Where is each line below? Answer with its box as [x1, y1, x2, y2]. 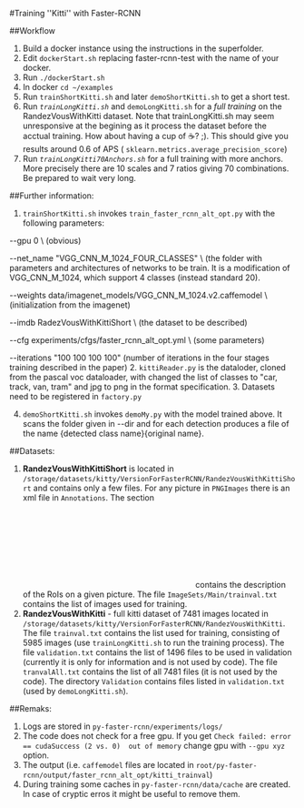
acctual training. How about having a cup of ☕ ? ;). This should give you [22, 131, 289, 141]
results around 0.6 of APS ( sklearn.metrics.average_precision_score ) [22, 144, 288, 154]
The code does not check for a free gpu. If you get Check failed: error [22, 731, 292, 741]
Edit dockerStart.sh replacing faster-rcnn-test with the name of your [22, 53, 279, 63]
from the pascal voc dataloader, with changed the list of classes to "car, [9, 372, 279, 382]
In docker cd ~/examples [22, 82, 113, 92]
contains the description [194, 580, 286, 590]
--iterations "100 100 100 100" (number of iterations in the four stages [9, 352, 270, 363]
